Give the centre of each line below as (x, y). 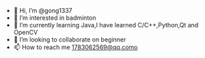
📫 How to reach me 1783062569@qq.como (76, 47)
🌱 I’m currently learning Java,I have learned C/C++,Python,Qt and (106, 25)
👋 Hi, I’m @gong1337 (43, 11)
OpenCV (26, 32)
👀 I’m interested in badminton (55, 18)
